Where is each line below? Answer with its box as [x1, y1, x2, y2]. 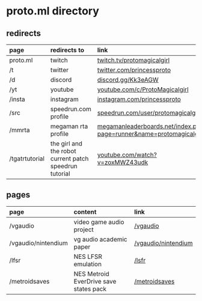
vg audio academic [73, 235, 127, 243]
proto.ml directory [6, 4, 99, 18]
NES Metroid [73, 269, 109, 278]
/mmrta [9, 126, 30, 134]
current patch [50, 154, 89, 163]
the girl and [50, 139, 83, 148]
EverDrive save [73, 277, 117, 285]
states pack [73, 284, 107, 293]
